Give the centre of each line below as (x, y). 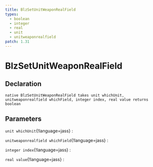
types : (12, 14)
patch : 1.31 (17, 42)
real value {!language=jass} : (35, 159)
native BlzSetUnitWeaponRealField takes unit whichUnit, (65, 95)
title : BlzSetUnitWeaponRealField (41, 10)
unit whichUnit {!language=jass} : (39, 131)
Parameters (23, 119)
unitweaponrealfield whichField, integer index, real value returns (77, 99)
